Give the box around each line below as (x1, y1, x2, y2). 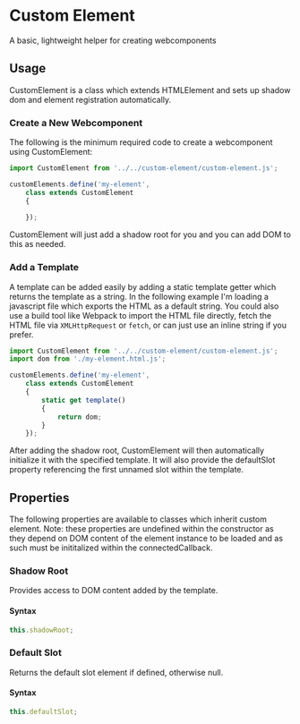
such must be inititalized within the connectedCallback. (9, 542, 213, 553)
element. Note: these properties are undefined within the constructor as (9, 524, 275, 534)
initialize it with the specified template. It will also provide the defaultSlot (9, 455, 276, 465)
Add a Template (9, 261, 79, 274)
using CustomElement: (9, 147, 93, 158)
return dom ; (56, 413, 102, 422)
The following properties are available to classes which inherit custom (9, 514, 267, 524)
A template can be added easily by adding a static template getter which (9, 281, 277, 292)
